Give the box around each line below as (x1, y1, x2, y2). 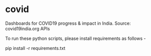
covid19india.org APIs (5, 25, 50, 31)
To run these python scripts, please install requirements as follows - (5, 35, 146, 41)
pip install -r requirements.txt (5, 45, 65, 51)
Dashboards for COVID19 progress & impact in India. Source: (5, 20, 131, 26)
